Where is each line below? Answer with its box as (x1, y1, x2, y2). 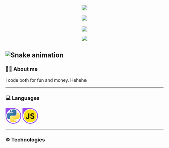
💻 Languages (5, 94, 40, 101)
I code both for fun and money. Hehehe (5, 77, 87, 83)
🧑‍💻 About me (5, 66, 38, 73)
